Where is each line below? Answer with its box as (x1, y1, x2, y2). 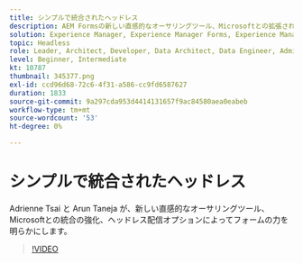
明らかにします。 (9, 225, 72, 236)
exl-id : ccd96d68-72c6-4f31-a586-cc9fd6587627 (9, 80, 188, 89)
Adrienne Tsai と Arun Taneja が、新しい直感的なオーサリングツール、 (9, 203, 270, 213)
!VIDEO (31, 243, 59, 254)
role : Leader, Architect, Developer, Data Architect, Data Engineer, (9, 47, 277, 56)
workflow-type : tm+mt (9, 105, 91, 114)
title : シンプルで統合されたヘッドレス (9, 13, 139, 23)
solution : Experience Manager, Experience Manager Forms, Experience (9, 30, 277, 39)
